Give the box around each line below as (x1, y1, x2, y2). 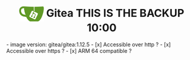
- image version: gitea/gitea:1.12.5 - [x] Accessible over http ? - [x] (6, 41, 171, 48)
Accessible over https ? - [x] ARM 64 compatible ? (6, 47, 132, 54)
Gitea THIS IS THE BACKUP (46, 6, 185, 20)
